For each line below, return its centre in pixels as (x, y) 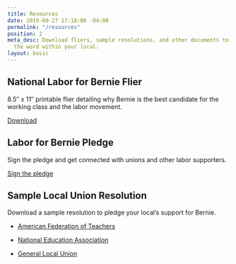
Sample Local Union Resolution (77, 195)
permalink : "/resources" (44, 27)
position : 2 (25, 34)
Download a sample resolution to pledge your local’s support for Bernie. (112, 212)
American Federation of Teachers (66, 226)
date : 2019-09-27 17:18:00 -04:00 (58, 21)
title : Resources (33, 14)
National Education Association (63, 240)
